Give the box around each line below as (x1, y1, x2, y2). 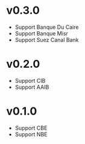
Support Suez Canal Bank (14, 36, 80, 43)
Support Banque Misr (14, 29, 68, 37)
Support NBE (14, 130, 48, 138)
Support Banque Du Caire (14, 23, 79, 31)
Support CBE (14, 124, 48, 131)
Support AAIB (14, 83, 49, 91)
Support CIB (14, 77, 46, 84)
